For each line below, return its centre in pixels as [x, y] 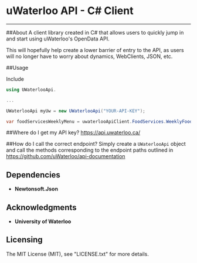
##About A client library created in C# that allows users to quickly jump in [95, 32]
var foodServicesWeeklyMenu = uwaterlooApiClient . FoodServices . [86, 121]
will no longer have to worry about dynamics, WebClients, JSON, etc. [89, 56]
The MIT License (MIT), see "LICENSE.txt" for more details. [78, 254]
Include [15, 79]
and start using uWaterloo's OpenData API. [58, 39]
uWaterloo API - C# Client [70, 11]
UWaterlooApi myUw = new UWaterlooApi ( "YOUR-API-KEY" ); [76, 111]
